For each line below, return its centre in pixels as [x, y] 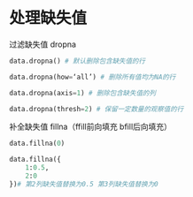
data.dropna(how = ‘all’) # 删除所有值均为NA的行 [93, 77]
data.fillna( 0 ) [37, 144]
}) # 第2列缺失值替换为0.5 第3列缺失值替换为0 [84, 184]
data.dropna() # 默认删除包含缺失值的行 [77, 61]
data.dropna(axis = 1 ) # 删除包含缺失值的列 [83, 93]
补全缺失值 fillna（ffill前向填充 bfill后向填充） [91, 127]
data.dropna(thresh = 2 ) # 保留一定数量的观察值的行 [96, 109]
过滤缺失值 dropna [43, 44]
